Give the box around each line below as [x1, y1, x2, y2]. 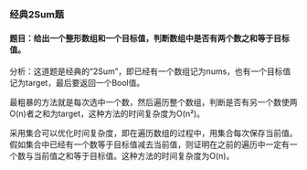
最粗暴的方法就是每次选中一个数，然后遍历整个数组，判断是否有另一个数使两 [9, 97, 298, 108]
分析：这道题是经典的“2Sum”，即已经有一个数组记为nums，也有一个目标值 [9, 66, 291, 77]
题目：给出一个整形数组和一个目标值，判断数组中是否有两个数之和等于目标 [9, 32, 290, 43]
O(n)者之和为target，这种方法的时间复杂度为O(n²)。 [9, 108, 206, 120]
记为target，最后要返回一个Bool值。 [9, 78, 145, 89]
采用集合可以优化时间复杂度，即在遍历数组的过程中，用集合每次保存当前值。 [9, 128, 298, 139]
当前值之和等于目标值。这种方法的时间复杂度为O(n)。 [33, 151, 235, 162]
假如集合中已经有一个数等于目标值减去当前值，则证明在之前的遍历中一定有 [9, 139, 290, 150]
